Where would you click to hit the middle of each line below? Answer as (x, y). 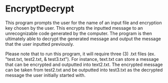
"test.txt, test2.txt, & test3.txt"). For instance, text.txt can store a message (82, 59)
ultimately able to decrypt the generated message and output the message (83, 39)
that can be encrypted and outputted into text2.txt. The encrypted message (84, 64)
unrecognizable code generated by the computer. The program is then (79, 33)
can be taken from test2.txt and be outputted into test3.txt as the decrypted (84, 70)
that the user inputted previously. (40, 44)
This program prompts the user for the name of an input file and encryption (83, 23)
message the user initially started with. (46, 75)
